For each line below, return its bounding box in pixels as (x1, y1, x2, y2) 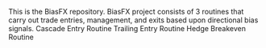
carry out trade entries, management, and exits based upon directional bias (8, 15, 259, 25)
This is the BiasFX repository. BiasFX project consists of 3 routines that (8, 7, 244, 16)
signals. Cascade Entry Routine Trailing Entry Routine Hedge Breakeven (8, 24, 246, 33)
